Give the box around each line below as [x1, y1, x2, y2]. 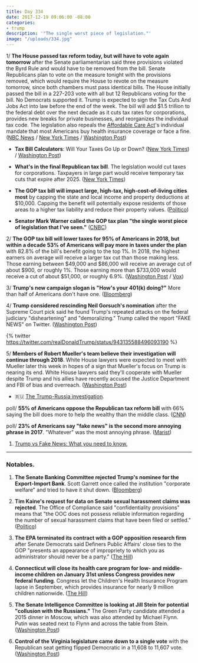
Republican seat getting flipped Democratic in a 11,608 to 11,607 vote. [14, 644, 183, 651]
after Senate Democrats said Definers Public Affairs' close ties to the [14, 541, 181, 548]
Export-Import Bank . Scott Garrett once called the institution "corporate [14, 480, 190, 487]
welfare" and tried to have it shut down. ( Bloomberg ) [14, 486, 143, 493]
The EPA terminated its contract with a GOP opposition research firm [14, 534, 187, 541]
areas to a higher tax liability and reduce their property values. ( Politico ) [14, 206, 189, 213]
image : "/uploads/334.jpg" [6, 36, 72, 42]
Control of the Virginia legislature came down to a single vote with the [14, 638, 189, 645]
